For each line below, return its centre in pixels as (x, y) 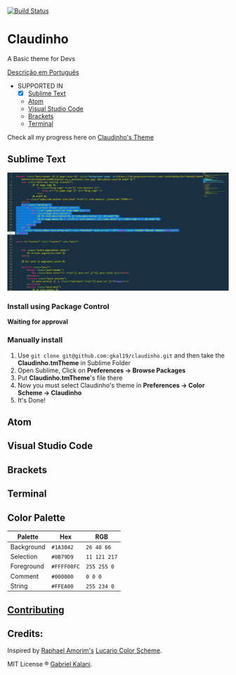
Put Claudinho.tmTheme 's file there (70, 378)
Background (28, 546)
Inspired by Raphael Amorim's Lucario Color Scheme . (85, 650)
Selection (24, 556)
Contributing (36, 610)
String (19, 586)
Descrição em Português (43, 72)
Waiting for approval (38, 322)
